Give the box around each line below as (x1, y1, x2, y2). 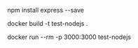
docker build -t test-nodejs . (7, 19, 88, 27)
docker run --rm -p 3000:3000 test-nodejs (7, 33, 132, 41)
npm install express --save (7, 6, 84, 14)
